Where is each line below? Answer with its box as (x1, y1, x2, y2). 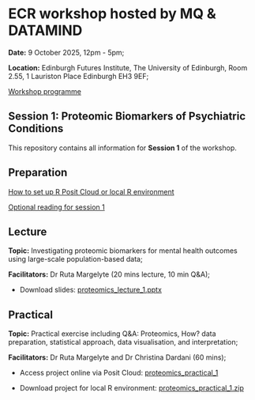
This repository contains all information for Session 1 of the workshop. (8, 143, 237, 153)
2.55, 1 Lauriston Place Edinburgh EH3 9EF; (8, 71, 149, 81)
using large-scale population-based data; (8, 255, 144, 264)
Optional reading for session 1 (8, 202, 105, 212)
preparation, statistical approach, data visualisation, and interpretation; (8, 338, 238, 347)
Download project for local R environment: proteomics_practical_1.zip (19, 383, 245, 393)
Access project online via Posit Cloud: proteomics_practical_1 (19, 368, 219, 378)
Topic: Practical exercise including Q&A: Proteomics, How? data (8, 329, 216, 338)
